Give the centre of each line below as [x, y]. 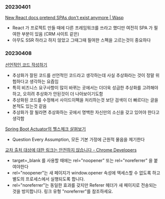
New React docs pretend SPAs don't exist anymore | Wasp [65, 18]
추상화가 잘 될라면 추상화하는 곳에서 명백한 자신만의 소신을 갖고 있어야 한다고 [86, 112]
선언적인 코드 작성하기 [26, 65]
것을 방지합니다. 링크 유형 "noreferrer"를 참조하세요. [63, 191]
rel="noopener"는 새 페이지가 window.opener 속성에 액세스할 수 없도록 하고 [86, 173]
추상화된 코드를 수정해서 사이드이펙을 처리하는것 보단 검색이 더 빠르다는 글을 [85, 100]
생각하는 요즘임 [44, 81]
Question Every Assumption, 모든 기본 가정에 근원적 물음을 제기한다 [79, 139]
